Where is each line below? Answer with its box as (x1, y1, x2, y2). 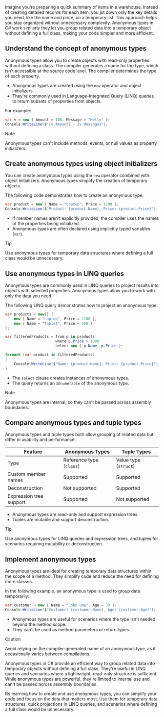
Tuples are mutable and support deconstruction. (12, 517, 110, 523)
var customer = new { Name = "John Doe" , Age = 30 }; (5, 603, 117, 608)
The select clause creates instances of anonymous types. (12, 375, 129, 381)
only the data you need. (5, 293, 53, 299)
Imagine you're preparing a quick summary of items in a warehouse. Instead (5, 4, 158, 10)
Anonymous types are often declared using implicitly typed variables (12, 226, 150, 232)
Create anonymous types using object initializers (5, 159, 158, 168)
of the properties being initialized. (12, 221, 80, 227)
